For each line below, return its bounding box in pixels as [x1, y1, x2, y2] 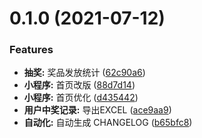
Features [9, 43, 54, 57]
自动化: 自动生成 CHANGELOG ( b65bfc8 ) [23, 117, 193, 129]
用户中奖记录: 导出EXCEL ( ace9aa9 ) [23, 104, 172, 116]
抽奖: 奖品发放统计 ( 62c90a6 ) [23, 67, 146, 79]
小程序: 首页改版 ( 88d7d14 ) [23, 79, 136, 91]
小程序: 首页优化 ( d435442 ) [23, 92, 139, 104]
